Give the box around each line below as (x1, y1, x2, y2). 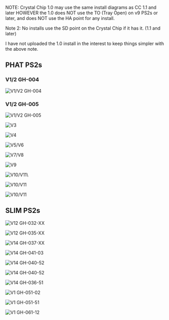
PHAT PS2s (5, 61, 43, 70)
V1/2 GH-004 (5, 76, 39, 83)
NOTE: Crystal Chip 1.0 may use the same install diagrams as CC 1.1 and (5, 5, 157, 10)
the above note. (5, 46, 38, 52)
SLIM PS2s (5, 206, 40, 215)
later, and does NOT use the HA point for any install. (5, 15, 115, 21)
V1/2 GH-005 (5, 100, 39, 108)
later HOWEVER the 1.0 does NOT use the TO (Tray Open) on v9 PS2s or (5, 10, 158, 16)
